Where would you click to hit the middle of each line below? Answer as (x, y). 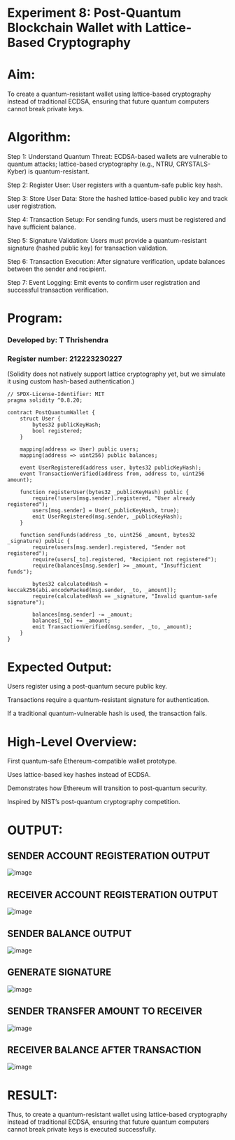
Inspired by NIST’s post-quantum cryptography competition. (94, 802)
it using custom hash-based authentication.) (71, 381)
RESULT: (33, 1095)
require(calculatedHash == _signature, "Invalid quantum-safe (125, 596)
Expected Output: (59, 667)
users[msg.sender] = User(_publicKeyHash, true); (106, 511)
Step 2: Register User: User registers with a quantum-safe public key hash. (115, 185)
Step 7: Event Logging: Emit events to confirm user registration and (104, 283)
